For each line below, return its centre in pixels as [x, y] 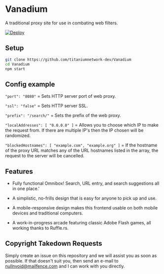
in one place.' [26, 189]
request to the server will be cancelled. [45, 156]
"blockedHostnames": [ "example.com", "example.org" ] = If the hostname [81, 145]
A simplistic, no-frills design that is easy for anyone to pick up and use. [84, 198]
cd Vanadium [17, 64]
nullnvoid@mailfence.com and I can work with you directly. [65, 266]
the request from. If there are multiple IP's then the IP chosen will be [74, 131]
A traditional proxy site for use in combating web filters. [61, 23]
